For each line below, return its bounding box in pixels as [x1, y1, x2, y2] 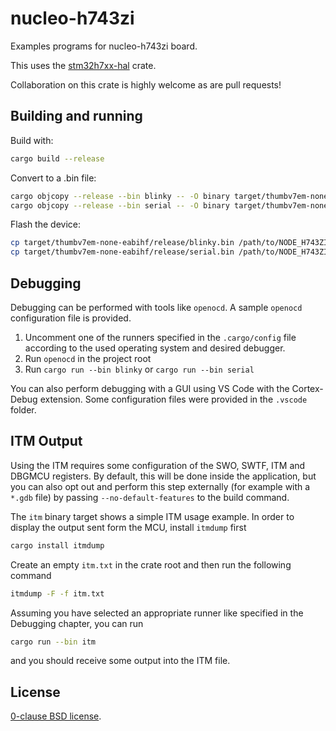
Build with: [10, 134, 54, 146]
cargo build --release [10, 153, 105, 164]
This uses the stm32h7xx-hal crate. [10, 59, 157, 71]
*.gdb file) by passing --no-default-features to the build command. [10, 491, 290, 503]
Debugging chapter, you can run [10, 617, 144, 629]
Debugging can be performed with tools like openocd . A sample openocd [10, 301, 303, 313]
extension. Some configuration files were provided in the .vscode [39, 393, 308, 405]
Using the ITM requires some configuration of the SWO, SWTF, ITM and [10, 459, 306, 471]
